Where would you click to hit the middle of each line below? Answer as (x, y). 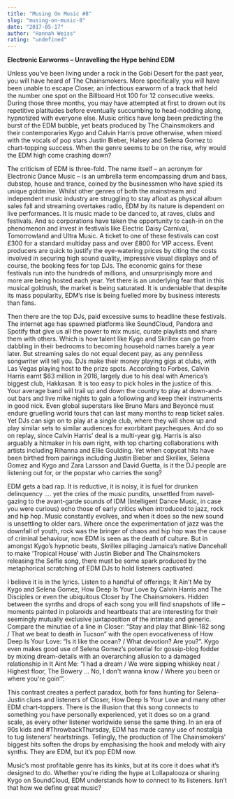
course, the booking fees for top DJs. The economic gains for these (105, 266)
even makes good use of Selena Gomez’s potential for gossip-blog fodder (114, 649)
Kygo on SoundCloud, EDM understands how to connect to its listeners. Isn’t (117, 780)
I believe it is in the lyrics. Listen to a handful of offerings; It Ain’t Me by (109, 582)
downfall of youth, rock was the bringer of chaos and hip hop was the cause (117, 531)
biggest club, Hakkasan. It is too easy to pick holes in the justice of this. (110, 383)
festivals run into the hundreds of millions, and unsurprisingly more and (110, 273)
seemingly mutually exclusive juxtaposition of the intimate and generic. (109, 619)
